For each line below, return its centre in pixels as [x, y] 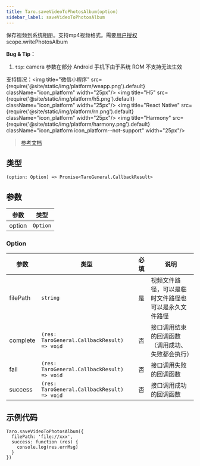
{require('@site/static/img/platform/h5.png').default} [71, 98]
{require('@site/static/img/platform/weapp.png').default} [76, 86]
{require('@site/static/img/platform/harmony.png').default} [78, 124]
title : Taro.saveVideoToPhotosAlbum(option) [62, 12]
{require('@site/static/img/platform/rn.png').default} [70, 111]
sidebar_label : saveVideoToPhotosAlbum [56, 17]
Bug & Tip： [21, 54]
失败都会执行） [172, 354]
